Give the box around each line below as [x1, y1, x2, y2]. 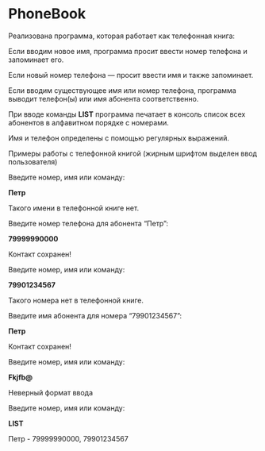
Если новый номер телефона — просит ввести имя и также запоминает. [8, 70, 254, 79]
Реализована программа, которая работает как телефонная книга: [8, 31, 236, 40]
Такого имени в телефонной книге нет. [8, 203, 140, 213]
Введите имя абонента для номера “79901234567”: [8, 310, 182, 320]
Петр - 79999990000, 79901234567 [8, 434, 129, 443]
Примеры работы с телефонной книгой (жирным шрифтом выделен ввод [8, 148, 258, 158]
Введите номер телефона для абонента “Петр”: [8, 218, 169, 228]
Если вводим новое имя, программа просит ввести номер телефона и [8, 46, 248, 56]
